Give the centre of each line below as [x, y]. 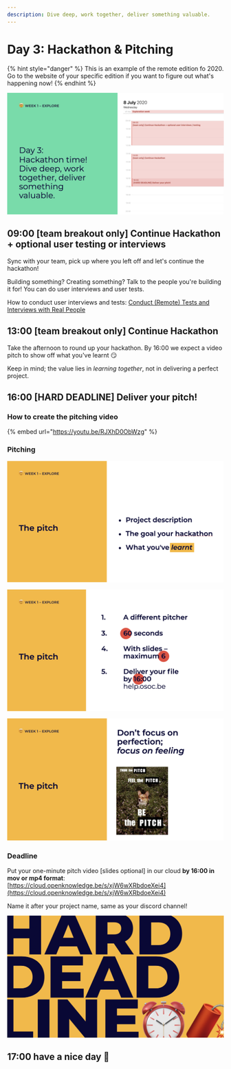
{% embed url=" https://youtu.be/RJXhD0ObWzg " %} [82, 432]
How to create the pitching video [63, 417]
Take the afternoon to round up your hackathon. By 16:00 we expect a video [115, 348]
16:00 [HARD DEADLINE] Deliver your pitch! [102, 398]
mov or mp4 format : [36, 878]
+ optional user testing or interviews [87, 244]
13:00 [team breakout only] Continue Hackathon [113, 331]
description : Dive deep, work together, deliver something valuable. [109, 14]
